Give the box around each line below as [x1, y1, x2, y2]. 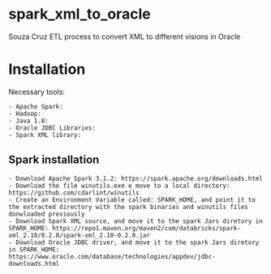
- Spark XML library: [8, 131, 82, 139]
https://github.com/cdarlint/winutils [8, 188, 140, 197]
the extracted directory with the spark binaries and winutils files [8, 203, 249, 211]
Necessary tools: [8, 87, 65, 96]
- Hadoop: [8, 109, 42, 118]
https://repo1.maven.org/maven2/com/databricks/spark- [51, 224, 242, 232]
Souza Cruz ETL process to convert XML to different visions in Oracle [8, 32, 241, 41]
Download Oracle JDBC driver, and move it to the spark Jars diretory [15, 238, 260, 246]
